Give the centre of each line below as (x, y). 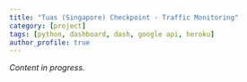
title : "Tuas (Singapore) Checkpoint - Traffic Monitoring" (124, 17)
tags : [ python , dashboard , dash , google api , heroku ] (112, 34)
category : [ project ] (48, 26)
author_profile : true (50, 42)
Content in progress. (47, 68)
